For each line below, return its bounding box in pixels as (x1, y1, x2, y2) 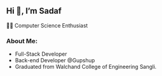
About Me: (6, 37, 38, 45)
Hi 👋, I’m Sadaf (6, 6, 62, 16)
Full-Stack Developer (14, 50, 67, 57)
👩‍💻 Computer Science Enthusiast (6, 22, 88, 29)
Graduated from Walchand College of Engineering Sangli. (14, 63, 157, 71)
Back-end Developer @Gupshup (14, 57, 95, 64)
